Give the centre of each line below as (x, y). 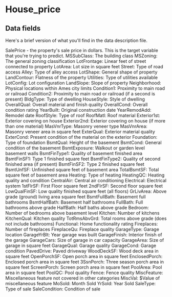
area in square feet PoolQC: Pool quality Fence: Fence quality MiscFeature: (84, 273)
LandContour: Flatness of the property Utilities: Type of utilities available (81, 77)
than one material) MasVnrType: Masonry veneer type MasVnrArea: (76, 126)
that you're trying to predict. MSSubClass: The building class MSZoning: (81, 56)
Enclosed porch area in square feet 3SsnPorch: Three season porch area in (85, 262)
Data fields (23, 28)
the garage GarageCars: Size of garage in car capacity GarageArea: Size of (85, 240)
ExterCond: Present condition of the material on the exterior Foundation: (81, 137)
